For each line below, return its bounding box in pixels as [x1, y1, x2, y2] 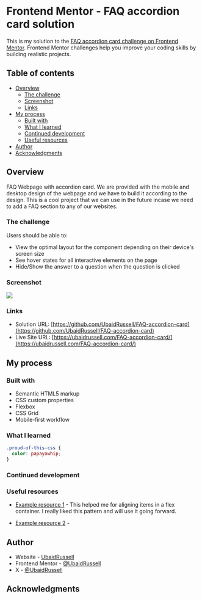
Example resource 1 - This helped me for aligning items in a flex [15, 501, 175, 508]
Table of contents [6, 68, 74, 79]
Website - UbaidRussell [15, 554, 74, 561]
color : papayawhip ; [12, 450, 62, 457]
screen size [15, 250, 45, 257]
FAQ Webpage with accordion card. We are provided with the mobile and [6, 183, 189, 190]
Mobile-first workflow [15, 416, 70, 424]
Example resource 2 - [15, 519, 70, 527]
